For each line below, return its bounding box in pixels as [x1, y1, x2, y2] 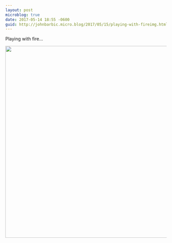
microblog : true [5, 12, 40, 17]
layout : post [5, 7, 33, 13]
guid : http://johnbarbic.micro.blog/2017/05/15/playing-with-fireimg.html [5, 21, 168, 27]
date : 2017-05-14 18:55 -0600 [5, 17, 70, 22]
